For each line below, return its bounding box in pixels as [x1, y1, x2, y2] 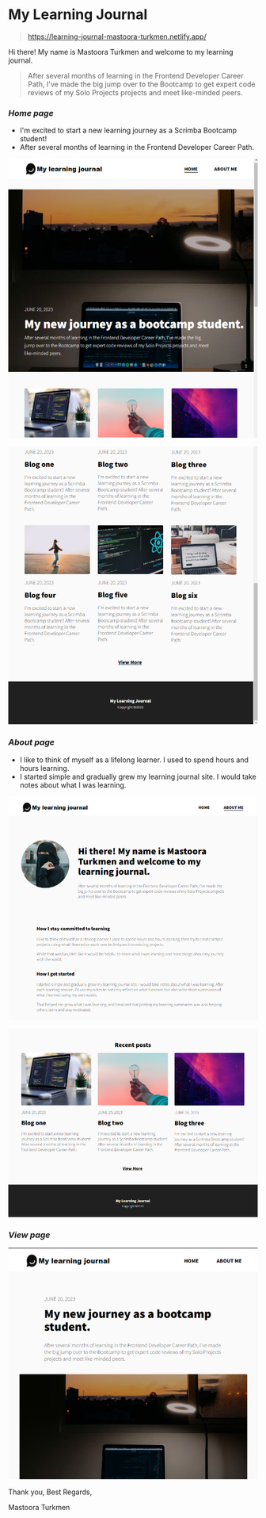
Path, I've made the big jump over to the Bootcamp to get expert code [27, 79, 256, 89]
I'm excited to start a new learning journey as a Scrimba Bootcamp [19, 125, 237, 136]
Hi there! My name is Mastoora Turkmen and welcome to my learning [8, 47, 234, 56]
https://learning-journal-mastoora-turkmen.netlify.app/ [27, 32, 207, 41]
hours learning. [19, 763, 70, 772]
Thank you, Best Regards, [8, 1487, 93, 1497]
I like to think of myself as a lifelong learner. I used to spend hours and [19, 755, 249, 765]
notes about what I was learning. [19, 780, 127, 790]
